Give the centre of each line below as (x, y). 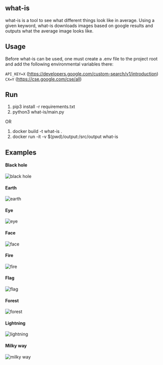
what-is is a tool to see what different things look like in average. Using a (80, 20)
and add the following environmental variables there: (59, 64)
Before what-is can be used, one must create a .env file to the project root (81, 58)
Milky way (16, 346)
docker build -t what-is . (37, 131)
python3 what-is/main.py (38, 112)
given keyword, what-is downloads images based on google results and (79, 25)
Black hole (16, 165)
